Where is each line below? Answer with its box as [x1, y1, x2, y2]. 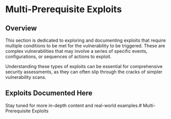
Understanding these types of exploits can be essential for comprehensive [5, 64, 163, 69]
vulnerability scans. [5, 74, 47, 80]
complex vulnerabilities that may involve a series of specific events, [5, 48, 147, 54]
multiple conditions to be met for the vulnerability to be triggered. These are [5, 43, 165, 49]
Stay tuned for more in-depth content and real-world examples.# [5, 102, 142, 108]
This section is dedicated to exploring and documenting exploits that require [5, 37, 166, 43]
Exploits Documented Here [5, 89, 93, 98]
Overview [5, 24, 37, 33]
